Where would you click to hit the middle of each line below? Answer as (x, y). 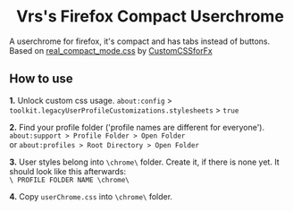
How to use (41, 79)
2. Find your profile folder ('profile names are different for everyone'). (137, 127)
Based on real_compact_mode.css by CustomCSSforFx (111, 50)
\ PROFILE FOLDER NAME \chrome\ (69, 180)
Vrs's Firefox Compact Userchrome (150, 17)
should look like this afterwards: (68, 171)
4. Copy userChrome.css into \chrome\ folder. (91, 196)
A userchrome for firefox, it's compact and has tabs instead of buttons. (140, 41)
